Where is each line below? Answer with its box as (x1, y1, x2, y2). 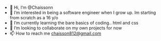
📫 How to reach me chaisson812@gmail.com (9, 30, 101, 36)
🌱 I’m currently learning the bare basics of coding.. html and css (9, 20, 139, 26)
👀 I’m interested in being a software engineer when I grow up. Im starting (9, 10, 156, 15)
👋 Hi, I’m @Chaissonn (9, 5, 53, 10)
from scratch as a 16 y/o (9, 15, 59, 20)
